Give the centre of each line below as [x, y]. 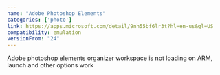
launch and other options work [51, 65]
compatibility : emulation [44, 32]
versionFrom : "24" [33, 39]
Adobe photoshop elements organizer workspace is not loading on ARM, [110, 58]
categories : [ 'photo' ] [40, 20]
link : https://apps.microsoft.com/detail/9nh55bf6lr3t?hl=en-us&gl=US [110, 26]
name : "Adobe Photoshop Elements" [57, 13]
